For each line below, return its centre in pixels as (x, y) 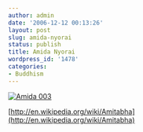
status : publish (35, 45)
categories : (27, 67)
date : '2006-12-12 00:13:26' (56, 23)
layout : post (29, 30)
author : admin (31, 15)
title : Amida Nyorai (42, 52)
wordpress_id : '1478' (44, 60)
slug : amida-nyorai (40, 37)
